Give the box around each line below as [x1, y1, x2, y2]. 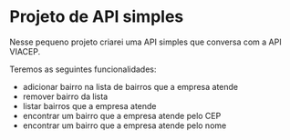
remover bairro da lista [22, 91, 109, 102]
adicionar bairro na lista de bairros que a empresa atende [22, 81, 239, 92]
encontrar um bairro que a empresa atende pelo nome [22, 120, 227, 131]
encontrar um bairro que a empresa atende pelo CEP [22, 110, 222, 121]
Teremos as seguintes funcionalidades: [9, 64, 157, 75]
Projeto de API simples [9, 6, 184, 27]
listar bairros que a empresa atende [22, 100, 157, 111]
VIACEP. [9, 45, 41, 56]
